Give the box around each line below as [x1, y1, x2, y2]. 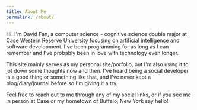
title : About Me [6, 8, 46, 15]
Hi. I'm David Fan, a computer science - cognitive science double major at [6, 30, 187, 37]
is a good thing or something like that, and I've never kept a [6, 73, 151, 80]
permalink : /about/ [6, 14, 55, 20]
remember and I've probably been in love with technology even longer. [6, 49, 179, 56]
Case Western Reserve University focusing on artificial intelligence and [6, 37, 180, 44]
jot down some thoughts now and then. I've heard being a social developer [6, 67, 189, 74]
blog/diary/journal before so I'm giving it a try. [6, 79, 118, 86]
